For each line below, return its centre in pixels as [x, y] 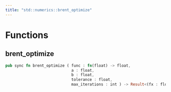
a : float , [83, 70]
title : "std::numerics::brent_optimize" [49, 10]
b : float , [83, 75]
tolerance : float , [92, 80]
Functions [27, 35]
